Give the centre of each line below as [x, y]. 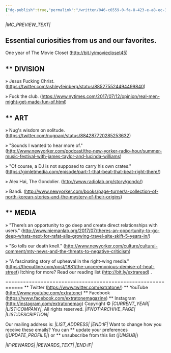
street [11, 272]
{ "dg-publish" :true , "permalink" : [41, 10]
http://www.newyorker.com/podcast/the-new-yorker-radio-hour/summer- [84, 151]
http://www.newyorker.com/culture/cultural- [111, 246]
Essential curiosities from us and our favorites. [81, 41]
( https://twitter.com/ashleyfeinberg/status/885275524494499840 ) [76, 87]
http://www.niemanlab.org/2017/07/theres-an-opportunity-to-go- [91, 231]
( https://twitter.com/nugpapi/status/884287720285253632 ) [68, 136]
